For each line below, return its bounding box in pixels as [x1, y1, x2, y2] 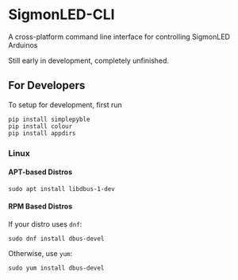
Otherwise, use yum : [8, 249, 73, 259]
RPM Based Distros [8, 201, 73, 212]
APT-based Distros [8, 167, 73, 177]
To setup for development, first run [8, 99, 122, 109]
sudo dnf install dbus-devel [8, 235, 105, 243]
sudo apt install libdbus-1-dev [8, 185, 115, 192]
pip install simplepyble [8, 115, 90, 123]
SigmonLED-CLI [8, 6, 115, 24]
